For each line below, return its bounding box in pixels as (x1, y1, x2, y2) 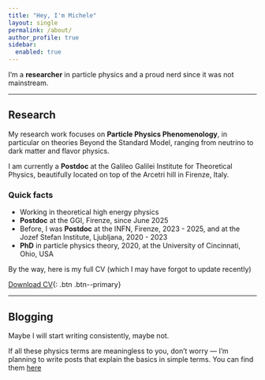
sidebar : (8, 41, 37, 49)
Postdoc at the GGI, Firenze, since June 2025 (19, 216, 169, 225)
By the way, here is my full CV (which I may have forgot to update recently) (8, 265, 252, 274)
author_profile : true (8, 33, 80, 42)
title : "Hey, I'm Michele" (8, 11, 97, 20)
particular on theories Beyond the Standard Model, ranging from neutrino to (8, 137, 254, 147)
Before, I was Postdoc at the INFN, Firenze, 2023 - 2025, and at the (19, 224, 241, 233)
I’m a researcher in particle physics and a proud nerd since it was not (8, 70, 234, 79)
